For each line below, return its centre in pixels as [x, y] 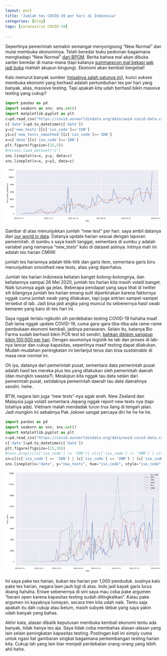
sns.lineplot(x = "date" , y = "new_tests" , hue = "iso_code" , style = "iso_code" [83, 464]
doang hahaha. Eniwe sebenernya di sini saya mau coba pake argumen [78, 592]
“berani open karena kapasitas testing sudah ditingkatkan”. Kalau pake [77, 597]
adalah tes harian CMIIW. [31, 252]
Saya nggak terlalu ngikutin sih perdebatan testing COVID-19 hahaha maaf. [82, 319]
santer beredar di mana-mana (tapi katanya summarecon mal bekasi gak [80, 62]
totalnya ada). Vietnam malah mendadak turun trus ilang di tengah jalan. [79, 407]
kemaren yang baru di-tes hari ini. [40, 309]
